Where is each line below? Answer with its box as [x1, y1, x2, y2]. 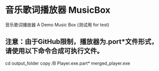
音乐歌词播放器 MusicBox [5, 4, 111, 16]
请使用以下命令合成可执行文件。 [5, 47, 104, 55]
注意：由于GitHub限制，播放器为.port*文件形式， [5, 37, 158, 46]
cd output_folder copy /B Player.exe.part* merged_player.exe [5, 60, 131, 66]
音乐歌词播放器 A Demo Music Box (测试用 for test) [5, 22, 110, 28]
